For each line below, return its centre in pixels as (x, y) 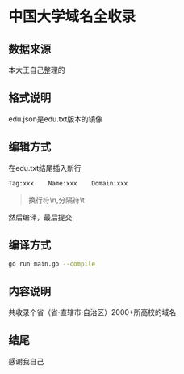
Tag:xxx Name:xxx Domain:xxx (68, 183)
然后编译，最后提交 (40, 217)
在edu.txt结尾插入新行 (45, 168)
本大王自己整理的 (37, 70)
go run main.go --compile (52, 264)
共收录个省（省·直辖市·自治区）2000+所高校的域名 (92, 312)
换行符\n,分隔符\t (56, 200)
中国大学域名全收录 (72, 17)
